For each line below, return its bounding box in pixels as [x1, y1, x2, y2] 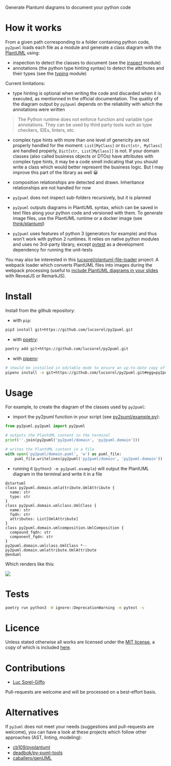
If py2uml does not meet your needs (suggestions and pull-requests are [5, 724, 154, 730]
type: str [10, 494, 31, 499]
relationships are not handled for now [12, 184, 92, 190]
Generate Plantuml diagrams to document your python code [5, 5, 131, 10]
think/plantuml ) [12, 220, 45, 226]
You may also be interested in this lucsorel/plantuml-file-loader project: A [5, 257, 159, 263]
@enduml [5, 552, 22, 557]
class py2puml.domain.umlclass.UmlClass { [5, 503, 97, 508]
